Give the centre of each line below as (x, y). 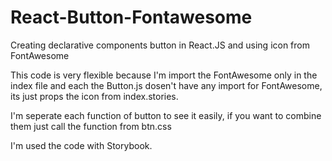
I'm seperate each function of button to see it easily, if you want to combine (166, 115)
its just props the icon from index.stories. (94, 96)
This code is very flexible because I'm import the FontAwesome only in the (164, 75)
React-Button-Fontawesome (131, 17)
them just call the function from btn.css (91, 126)
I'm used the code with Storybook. (81, 145)
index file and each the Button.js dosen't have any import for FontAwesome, (166, 85)
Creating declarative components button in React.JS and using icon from (160, 45)
